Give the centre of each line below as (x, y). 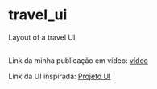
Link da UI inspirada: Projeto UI (60, 76)
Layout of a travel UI (42, 37)
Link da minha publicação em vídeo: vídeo (78, 61)
